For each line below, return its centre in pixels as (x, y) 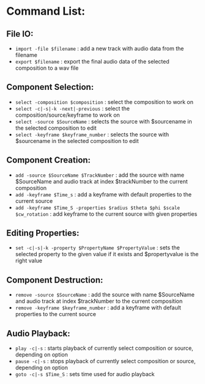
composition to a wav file (47, 68)
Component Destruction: (55, 280)
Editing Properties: (43, 233)
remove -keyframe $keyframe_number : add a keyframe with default (98, 308)
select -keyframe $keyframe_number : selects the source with (92, 134)
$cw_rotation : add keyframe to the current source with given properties (106, 214)
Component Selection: (50, 87)
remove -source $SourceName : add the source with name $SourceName (105, 295)
